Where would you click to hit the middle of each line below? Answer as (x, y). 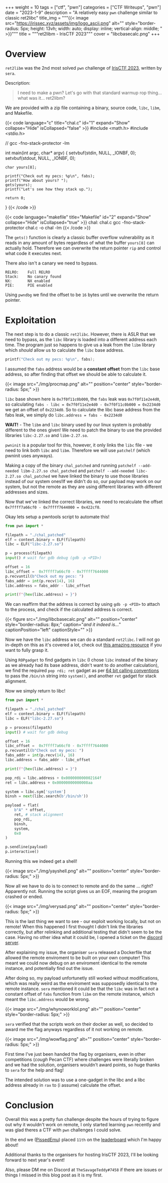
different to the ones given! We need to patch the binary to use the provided (83, 430)
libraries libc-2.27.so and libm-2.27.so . (47, 435)
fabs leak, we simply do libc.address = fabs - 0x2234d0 (64, 415)
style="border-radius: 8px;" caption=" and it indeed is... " (63, 625)
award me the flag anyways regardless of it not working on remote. (74, 1029)
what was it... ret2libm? (41, 98)
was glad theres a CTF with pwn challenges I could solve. (63, 1130)
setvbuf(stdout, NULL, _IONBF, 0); (40, 158)
